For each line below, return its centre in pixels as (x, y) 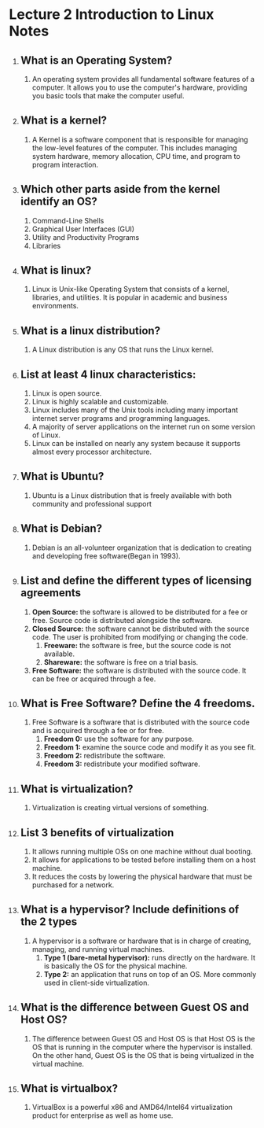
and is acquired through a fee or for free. (98, 731)
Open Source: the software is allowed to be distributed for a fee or (140, 612)
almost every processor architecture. (92, 452)
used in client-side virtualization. (97, 982)
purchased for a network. (73, 885)
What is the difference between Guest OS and (135, 1007)
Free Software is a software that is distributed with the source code (141, 722)
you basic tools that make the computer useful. (108, 96)
